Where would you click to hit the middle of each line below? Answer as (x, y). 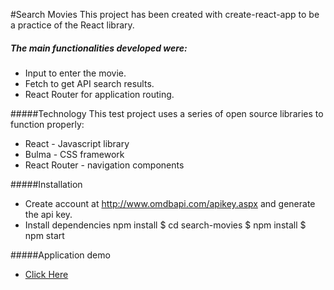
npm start (44, 235)
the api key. (48, 214)
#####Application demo (60, 255)
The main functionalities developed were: (99, 48)
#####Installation (46, 184)
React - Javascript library (77, 143)
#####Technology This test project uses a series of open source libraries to (167, 113)
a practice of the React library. (72, 25)
